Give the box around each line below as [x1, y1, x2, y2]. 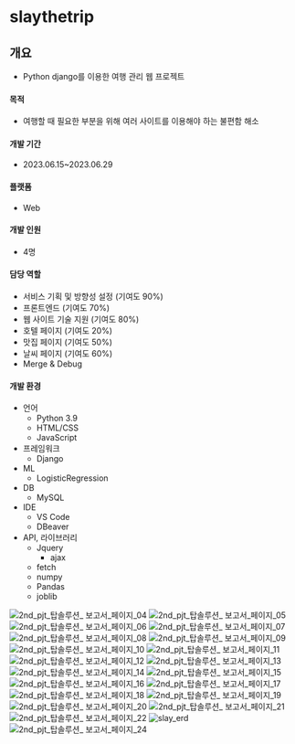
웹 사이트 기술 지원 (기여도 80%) [22, 314, 140, 325]
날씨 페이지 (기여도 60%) [22, 348, 113, 359]
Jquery [36, 542, 64, 554]
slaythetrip [9, 6, 94, 27]
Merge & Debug [22, 358, 82, 369]
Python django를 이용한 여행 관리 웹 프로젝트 [22, 71, 185, 81]
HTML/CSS [36, 422, 79, 433]
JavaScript [36, 432, 78, 443]
